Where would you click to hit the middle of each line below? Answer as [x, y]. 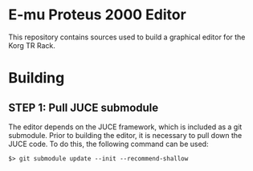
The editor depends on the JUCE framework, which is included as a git [125, 127]
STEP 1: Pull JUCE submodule [84, 107]
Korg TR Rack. [32, 45]
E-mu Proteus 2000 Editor [97, 15]
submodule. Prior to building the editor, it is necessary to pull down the [125, 135]
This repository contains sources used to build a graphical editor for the [127, 37]
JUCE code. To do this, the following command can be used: [108, 144]
